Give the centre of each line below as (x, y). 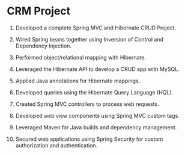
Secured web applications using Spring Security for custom (89, 139)
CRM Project (39, 11)
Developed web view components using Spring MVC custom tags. (97, 115)
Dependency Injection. (43, 46)
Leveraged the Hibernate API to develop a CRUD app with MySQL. (97, 69)
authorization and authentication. (56, 145)
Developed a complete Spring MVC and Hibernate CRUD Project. (96, 28)
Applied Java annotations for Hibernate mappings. (78, 81)
